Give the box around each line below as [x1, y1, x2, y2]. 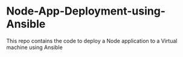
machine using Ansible [6, 44, 63, 51]
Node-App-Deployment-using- [6, 4, 166, 18]
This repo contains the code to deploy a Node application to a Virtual [6, 37, 178, 44]
